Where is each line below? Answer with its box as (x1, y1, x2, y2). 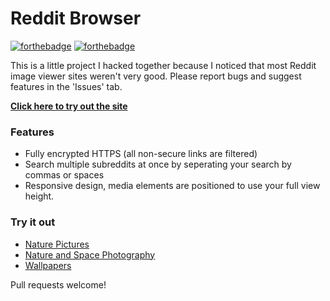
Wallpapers (24, 259, 72, 271)
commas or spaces (24, 169, 105, 181)
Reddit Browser (10, 7, 142, 30)
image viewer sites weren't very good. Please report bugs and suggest (10, 70, 302, 82)
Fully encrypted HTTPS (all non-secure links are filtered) (24, 148, 258, 160)
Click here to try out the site (10, 100, 128, 112)
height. (24, 190, 55, 202)
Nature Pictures (24, 238, 90, 250)
